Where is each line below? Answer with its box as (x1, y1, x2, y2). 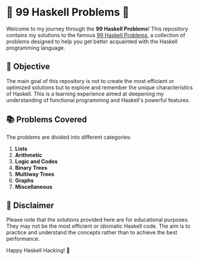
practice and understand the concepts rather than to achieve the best (6, 229, 177, 236)
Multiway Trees (14, 170, 55, 178)
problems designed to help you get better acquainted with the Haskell (6, 38, 178, 45)
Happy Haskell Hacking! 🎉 (6, 247, 71, 254)
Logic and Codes (14, 158, 58, 165)
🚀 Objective (6, 62, 50, 72)
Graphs (14, 176, 34, 184)
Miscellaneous (14, 183, 53, 190)
